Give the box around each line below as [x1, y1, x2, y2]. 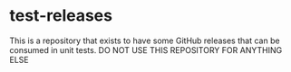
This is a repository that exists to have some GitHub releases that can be [9, 35, 280, 46]
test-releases [9, 5, 113, 26]
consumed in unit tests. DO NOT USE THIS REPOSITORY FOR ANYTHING [9, 44, 283, 55]
